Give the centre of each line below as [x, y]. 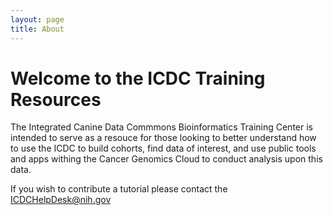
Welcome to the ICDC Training [138, 78]
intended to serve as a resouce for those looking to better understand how [163, 138]
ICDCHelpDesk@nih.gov [61, 200]
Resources [56, 99]
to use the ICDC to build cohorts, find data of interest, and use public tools [163, 148]
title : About [37, 29]
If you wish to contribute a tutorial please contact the [119, 189]
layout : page [37, 19]
